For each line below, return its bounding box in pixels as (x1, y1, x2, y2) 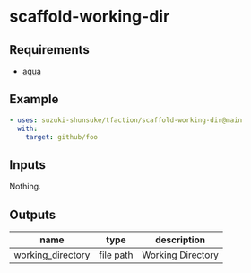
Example (9, 92, 59, 107)
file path (98, 249, 134, 261)
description (155, 233, 206, 246)
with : (17, 124, 39, 133)
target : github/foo (25, 132, 99, 141)
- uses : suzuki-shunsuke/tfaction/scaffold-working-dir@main (9, 115, 243, 125)
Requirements (9, 42, 90, 57)
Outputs (9, 207, 56, 222)
